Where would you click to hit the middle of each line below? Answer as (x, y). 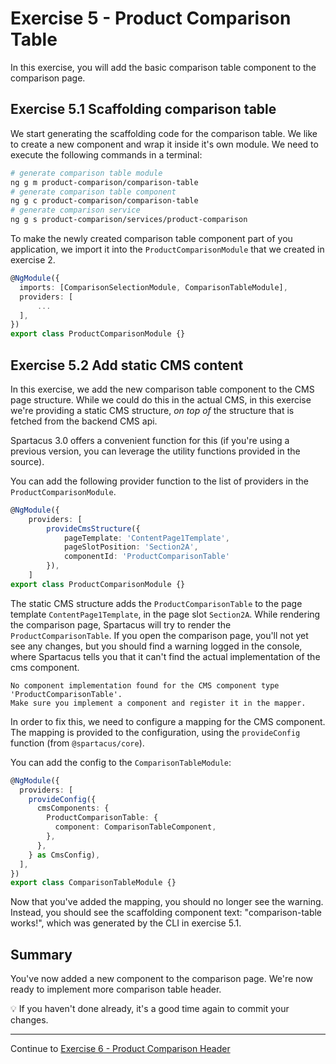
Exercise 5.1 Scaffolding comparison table (143, 109)
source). (27, 461)
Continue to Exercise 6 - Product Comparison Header (120, 1049)
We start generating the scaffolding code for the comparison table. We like (164, 133)
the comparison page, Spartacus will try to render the (121, 624)
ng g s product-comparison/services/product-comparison (129, 220)
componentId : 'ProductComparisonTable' (146, 557)
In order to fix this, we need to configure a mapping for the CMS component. (168, 721)
